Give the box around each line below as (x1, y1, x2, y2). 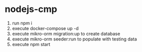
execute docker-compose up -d (12, 25, 79, 31)
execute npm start (12, 41, 50, 47)
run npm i (12, 20, 32, 26)
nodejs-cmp (5, 3, 57, 15)
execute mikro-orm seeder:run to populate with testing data (12, 36, 137, 42)
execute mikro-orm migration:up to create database (12, 30, 120, 36)
